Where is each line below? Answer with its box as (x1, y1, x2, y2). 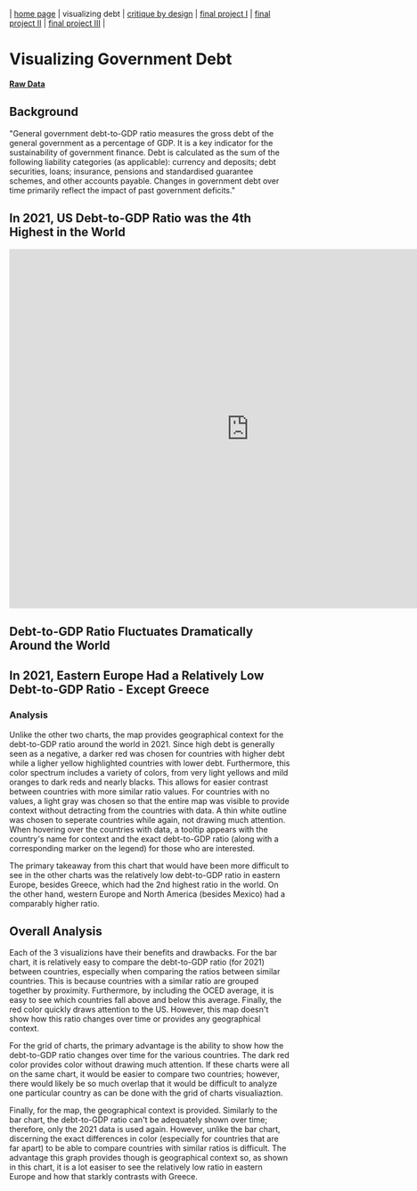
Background (9, 104, 78, 119)
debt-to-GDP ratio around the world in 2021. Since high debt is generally (9, 738, 275, 749)
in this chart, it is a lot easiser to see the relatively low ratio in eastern (9, 1162, 263, 1172)
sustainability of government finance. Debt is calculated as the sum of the (9, 147, 281, 158)
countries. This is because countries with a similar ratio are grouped (9, 976, 259, 987)
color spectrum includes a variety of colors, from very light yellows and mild (9, 767, 289, 777)
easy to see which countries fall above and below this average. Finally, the (9, 995, 282, 1006)
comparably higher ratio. (9, 898, 100, 908)
